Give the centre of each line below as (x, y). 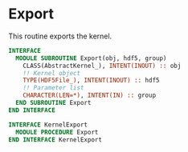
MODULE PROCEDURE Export (57, 132)
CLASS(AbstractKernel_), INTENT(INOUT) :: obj (102, 66)
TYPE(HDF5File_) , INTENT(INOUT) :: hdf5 (91, 81)
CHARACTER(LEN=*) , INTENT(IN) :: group (90, 96)
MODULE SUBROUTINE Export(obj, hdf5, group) (91, 58)
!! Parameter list (53, 88)
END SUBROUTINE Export (53, 103)
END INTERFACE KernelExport (55, 140)
